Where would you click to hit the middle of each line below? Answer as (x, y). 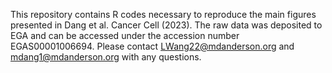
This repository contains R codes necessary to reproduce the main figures (163, 14)
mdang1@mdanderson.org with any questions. (106, 57)
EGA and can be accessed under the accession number (125, 35)
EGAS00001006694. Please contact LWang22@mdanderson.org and (152, 46)
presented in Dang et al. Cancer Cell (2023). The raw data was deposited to (166, 25)
